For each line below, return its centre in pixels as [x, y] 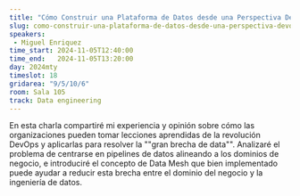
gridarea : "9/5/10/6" [50, 84]
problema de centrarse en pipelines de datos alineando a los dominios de [144, 154]
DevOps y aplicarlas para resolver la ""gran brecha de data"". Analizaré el [145, 144]
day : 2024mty [33, 68]
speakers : [28, 34]
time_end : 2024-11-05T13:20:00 [71, 59]
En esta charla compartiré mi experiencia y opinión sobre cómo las [132, 126]
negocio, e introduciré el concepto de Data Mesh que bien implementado [144, 163]
